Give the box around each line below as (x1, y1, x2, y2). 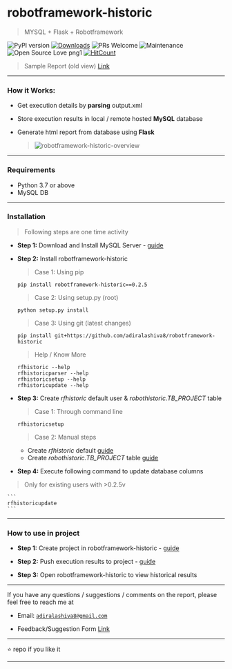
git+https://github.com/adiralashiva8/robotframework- (54, 332, 215, 339)
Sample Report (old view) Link (23, 62, 110, 70)
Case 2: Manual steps (34, 433, 97, 441)
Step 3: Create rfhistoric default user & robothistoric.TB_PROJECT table (17, 394, 222, 402)
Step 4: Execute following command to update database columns (17, 467, 204, 475)
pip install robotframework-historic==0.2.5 (17, 281, 148, 288)
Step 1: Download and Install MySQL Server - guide (17, 241, 164, 249)
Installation (7, 212, 46, 222)
